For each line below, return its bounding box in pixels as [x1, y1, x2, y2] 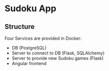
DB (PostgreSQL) [11, 45, 47, 50]
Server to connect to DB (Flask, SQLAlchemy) [11, 50, 105, 56]
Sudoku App [4, 3, 57, 14]
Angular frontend [11, 61, 47, 66]
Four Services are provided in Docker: [4, 35, 82, 41]
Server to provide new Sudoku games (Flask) [11, 55, 104, 61]
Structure [4, 23, 35, 31]
